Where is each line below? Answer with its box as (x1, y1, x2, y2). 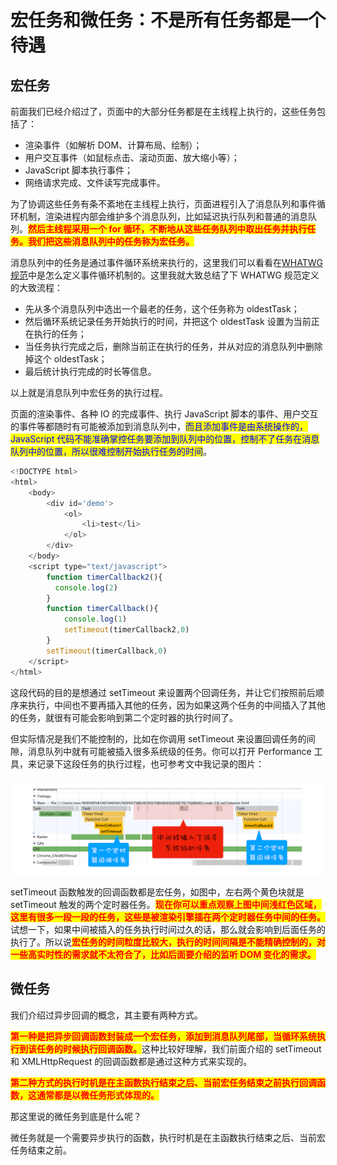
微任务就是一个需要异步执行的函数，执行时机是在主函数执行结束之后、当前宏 (10, 1131, 326, 1143)
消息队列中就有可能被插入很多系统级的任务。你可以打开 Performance (27, 745, 312, 757)
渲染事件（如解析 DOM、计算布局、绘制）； (24, 139, 203, 151)
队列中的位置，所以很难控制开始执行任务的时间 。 (10, 446, 212, 457)
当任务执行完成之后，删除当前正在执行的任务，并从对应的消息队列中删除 (24, 341, 323, 352)
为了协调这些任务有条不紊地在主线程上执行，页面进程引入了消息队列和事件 (10, 198, 317, 210)
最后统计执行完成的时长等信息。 (24, 366, 157, 377)
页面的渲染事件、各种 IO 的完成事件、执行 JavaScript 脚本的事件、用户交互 (10, 408, 319, 420)
